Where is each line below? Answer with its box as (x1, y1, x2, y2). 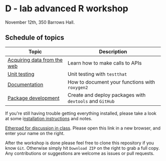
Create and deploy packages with (67, 92, 146, 98)
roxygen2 (67, 85, 88, 90)
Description (99, 48, 127, 55)
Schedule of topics (5, 33, 64, 42)
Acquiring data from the (7, 56, 63, 63)
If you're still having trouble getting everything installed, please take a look (5, 110, 157, 116)
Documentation (7, 81, 43, 88)
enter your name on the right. (5, 130, 65, 136)
